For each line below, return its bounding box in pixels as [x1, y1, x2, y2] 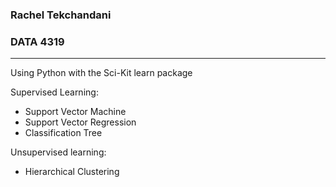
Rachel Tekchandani [10, 8, 112, 22]
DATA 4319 [10, 34, 65, 48]
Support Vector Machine [24, 106, 127, 118]
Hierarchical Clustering [24, 166, 120, 178]
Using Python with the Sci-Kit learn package [10, 67, 193, 79]
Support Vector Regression [24, 116, 137, 128]
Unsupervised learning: [10, 146, 107, 158]
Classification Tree [24, 127, 103, 139]
